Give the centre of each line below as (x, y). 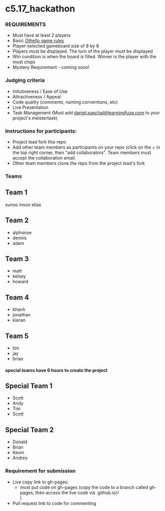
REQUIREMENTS (25, 25)
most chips (24, 62)
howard (20, 282)
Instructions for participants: (41, 131)
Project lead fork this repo (39, 142)
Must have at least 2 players (41, 35)
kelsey (19, 276)
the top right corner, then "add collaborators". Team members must (82, 153)
